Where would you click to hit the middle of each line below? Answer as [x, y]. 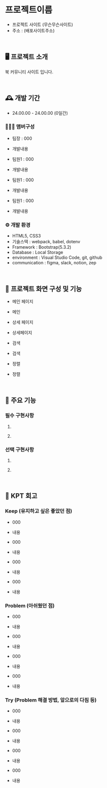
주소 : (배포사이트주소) [33, 30]
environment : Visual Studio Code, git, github [57, 257]
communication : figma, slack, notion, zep [54, 263]
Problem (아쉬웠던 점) [30, 605]
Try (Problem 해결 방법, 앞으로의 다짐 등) [51, 700]
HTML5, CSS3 [26, 236]
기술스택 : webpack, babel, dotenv [46, 242]
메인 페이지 [23, 301]
